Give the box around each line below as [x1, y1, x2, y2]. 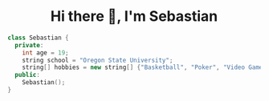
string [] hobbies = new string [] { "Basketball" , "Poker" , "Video [22, 63, 246, 71]
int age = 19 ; [22, 48, 69, 57]
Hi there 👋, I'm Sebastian [50, 7, 218, 26]
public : [14, 71, 41, 79]
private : [14, 41, 44, 49]
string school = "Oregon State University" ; [22, 56, 173, 64]
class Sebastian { [7, 34, 69, 42]
